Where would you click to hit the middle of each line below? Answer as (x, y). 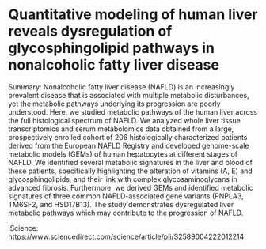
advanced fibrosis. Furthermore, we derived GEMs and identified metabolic (131, 187)
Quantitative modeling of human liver (133, 15)
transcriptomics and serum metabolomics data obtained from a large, (121, 129)
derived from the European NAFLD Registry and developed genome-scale (129, 145)
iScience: (23, 228)
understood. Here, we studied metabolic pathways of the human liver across (133, 111)
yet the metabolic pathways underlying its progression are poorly (114, 104)
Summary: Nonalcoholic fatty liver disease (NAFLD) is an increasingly (122, 87)
